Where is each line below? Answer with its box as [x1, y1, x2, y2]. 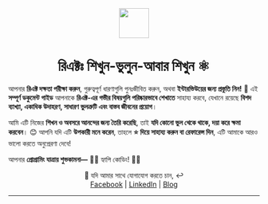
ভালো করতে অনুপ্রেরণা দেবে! [8, 139, 72, 148]
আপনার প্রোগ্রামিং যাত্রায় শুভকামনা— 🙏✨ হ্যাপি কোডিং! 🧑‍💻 [8, 155, 141, 164]
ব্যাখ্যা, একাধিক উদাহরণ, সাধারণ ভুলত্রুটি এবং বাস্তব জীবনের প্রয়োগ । [8, 101, 157, 111]
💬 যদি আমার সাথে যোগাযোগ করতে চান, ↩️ [84, 171, 184, 180]
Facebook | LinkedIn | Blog [90, 179, 178, 189]
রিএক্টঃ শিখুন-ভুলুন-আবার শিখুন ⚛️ [57, 57, 211, 75]
